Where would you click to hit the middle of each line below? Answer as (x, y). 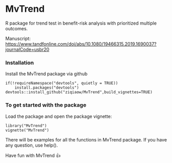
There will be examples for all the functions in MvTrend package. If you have (86, 139)
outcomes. (17, 28)
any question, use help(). (32, 145)
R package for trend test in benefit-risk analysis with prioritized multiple (81, 23)
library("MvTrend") (26, 126)
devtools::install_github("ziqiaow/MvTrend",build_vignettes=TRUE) (79, 92)
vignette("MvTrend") (27, 130)
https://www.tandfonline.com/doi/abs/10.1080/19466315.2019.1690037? (81, 44)
